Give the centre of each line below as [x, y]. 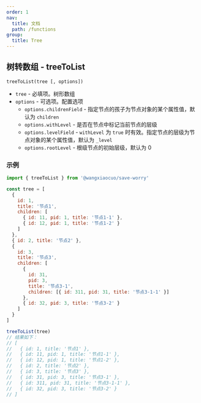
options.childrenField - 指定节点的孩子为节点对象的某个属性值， [107, 109]
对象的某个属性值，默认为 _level [71, 139]
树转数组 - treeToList [46, 67]
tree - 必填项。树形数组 [45, 93]
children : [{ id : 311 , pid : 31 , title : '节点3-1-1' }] [99, 292]
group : [15, 35]
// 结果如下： [22, 337]
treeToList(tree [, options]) [45, 81]
